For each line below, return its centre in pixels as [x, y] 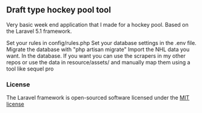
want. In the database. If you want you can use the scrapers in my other [96, 56]
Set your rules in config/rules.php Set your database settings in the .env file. [102, 43]
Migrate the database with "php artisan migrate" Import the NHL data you [98, 49]
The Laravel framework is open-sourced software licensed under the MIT [98, 98]
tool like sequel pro [30, 69]
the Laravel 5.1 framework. [39, 31]
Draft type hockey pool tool [59, 10]
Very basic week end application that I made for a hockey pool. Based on [98, 24]
